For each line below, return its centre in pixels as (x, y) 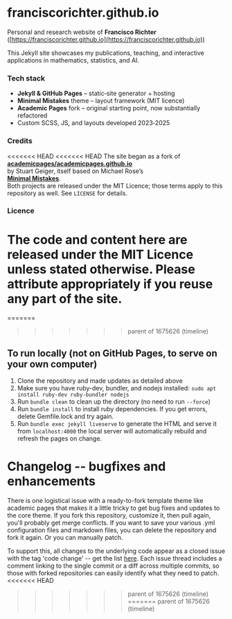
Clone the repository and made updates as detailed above (100, 381)
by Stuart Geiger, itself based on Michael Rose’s (75, 171)
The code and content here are (97, 239)
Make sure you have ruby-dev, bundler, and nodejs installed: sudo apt (117, 388)
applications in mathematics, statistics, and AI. (73, 60)
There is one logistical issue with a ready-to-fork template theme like (105, 501)
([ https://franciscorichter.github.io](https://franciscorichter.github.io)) (106, 39)
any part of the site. (65, 298)
